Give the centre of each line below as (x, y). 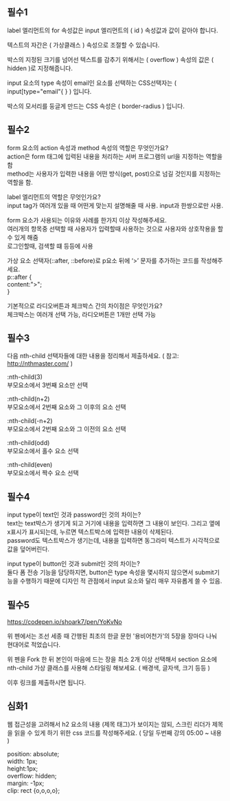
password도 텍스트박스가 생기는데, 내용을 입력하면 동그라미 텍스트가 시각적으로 (114, 541)
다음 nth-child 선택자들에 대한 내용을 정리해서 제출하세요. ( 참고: (93, 356)
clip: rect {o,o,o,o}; (34, 790)
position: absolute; (33, 753)
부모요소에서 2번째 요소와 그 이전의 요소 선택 (67, 429)
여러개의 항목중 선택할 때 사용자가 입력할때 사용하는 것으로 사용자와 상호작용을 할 (115, 229)
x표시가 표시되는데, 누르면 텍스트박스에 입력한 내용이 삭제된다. (90, 532)
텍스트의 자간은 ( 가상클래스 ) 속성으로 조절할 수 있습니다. (83, 45)
